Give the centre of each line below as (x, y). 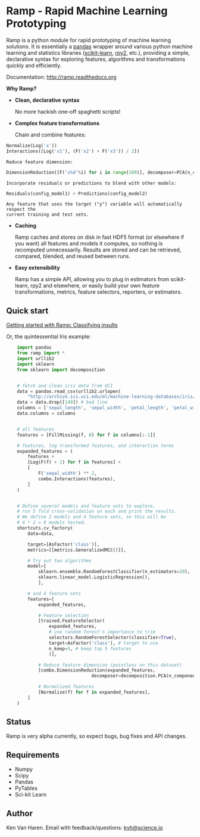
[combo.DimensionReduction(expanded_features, (97, 670)
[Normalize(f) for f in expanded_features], (94, 692)
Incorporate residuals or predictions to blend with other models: (92, 183)
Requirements (33, 755)
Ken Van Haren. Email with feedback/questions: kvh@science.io (85, 828)
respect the (21, 210)
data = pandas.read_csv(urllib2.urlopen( (69, 391)
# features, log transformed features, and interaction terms (96, 446)
